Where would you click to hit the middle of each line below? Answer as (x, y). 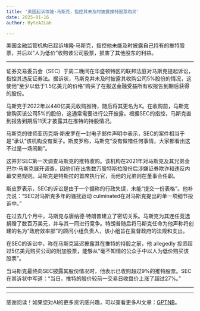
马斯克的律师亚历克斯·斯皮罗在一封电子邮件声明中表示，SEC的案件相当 (93, 134)
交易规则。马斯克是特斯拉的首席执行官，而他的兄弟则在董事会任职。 (95, 176)
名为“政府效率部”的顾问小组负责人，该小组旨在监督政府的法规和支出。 (102, 231)
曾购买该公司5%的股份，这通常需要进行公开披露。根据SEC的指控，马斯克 (96, 114)
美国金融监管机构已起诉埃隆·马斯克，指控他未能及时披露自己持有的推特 (93, 46)
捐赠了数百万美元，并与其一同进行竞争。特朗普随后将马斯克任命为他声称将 (97, 224)
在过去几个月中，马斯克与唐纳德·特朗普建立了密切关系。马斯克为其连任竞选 (98, 216)
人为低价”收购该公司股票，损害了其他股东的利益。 (96, 53)
